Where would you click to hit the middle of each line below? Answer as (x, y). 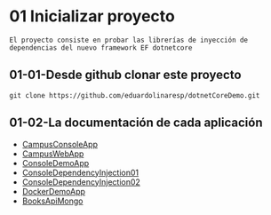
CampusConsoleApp (60, 144)
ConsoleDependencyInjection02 (81, 182)
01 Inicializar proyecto (92, 16)
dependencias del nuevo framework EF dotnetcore (101, 48)
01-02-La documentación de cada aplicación (136, 123)
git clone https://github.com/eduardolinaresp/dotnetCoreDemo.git (135, 95)
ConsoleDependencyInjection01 (80, 172)
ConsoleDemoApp (56, 163)
